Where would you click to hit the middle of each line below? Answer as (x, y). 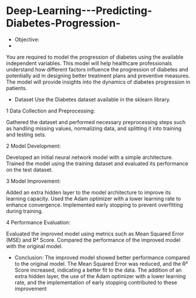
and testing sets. (26, 134)
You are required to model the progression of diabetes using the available (95, 57)
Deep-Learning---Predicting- (79, 11)
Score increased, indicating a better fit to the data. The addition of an (98, 270)
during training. (25, 211)
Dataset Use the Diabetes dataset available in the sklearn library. (93, 99)
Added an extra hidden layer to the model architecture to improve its (89, 192)
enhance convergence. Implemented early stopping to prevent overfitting (94, 205)
